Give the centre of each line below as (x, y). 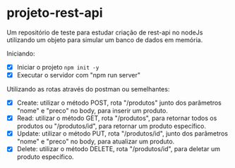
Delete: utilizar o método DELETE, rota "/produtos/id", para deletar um (118, 149)
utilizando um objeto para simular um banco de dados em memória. (105, 39)
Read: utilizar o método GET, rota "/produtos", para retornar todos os (117, 118)
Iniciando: (21, 53)
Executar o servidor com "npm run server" (78, 75)
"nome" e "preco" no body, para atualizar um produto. (96, 141)
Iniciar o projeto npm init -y (58, 67)
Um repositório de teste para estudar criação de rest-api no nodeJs (105, 32)
